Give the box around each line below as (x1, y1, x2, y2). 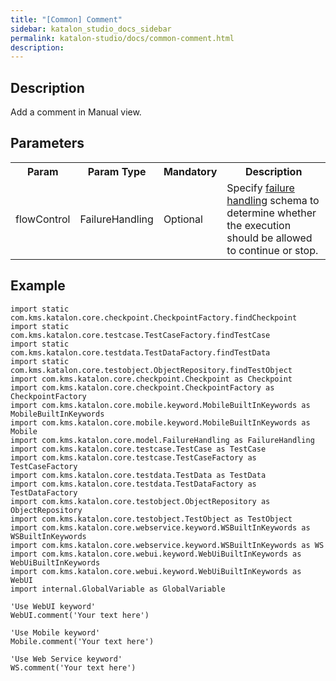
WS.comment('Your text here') (10, 662, 137, 673)
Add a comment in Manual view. (10, 106, 142, 118)
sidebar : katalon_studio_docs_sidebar (10, 24, 172, 34)
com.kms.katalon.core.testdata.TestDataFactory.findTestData (10, 347, 271, 358)
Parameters (10, 135, 85, 152)
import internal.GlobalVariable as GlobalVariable (10, 584, 226, 594)
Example (10, 277, 66, 295)
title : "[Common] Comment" (10, 14, 123, 25)
